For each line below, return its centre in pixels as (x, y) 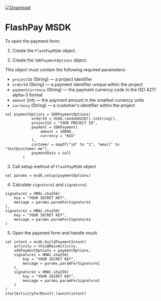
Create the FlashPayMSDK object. (44, 50)
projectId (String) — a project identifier (52, 79)
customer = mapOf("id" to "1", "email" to (75, 144)
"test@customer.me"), (27, 149)
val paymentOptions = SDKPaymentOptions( (48, 114)
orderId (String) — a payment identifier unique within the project (78, 84)
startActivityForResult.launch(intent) (46, 293)
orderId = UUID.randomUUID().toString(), (74, 119)
